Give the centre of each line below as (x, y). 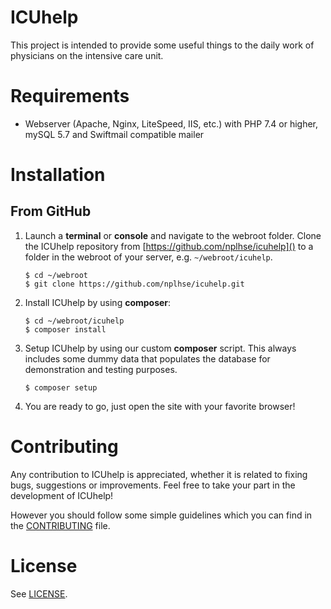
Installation (58, 175)
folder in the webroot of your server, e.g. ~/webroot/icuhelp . (148, 257)
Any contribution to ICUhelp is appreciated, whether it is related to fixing (159, 474)
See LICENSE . (39, 593)
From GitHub (51, 211)
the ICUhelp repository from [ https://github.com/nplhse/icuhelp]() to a (169, 246)
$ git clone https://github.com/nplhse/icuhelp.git (134, 284)
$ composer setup (61, 387)
